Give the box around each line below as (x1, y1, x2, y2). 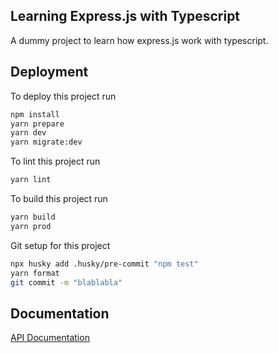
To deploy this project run (10, 90, 117, 102)
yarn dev (10, 128, 47, 138)
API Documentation (10, 332, 90, 344)
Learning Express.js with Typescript (10, 8, 241, 25)
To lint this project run (10, 155, 101, 168)
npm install (10, 109, 60, 119)
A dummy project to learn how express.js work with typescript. (10, 34, 269, 46)
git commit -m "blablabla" (10, 277, 123, 288)
